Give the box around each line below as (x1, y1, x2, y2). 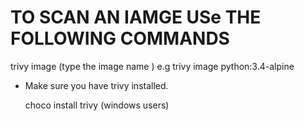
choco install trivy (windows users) (24, 99, 170, 111)
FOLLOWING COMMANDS (10, 27, 230, 50)
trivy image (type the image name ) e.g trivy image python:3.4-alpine (10, 60, 295, 72)
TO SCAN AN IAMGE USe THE (10, 6, 262, 29)
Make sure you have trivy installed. (24, 79, 169, 91)
